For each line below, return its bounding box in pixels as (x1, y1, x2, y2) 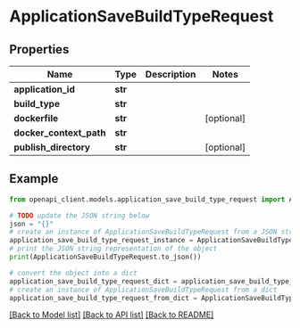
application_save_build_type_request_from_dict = (9, 293, 198, 302)
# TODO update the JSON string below (9, 211, 150, 220)
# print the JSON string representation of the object (9, 244, 218, 253)
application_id (13, 83, 76, 95)
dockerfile (13, 112, 59, 124)
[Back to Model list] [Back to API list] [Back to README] (9, 309, 214, 320)
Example (9, 171, 59, 186)
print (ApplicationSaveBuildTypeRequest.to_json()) (9, 252, 202, 262)
